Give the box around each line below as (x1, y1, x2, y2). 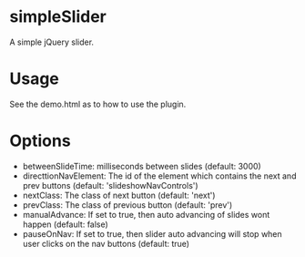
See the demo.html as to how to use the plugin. (9, 98, 187, 109)
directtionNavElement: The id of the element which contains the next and (22, 170, 297, 181)
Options (9, 130, 71, 151)
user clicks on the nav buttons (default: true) (22, 238, 189, 249)
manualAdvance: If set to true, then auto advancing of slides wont (22, 209, 270, 220)
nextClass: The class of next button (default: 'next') (22, 190, 216, 200)
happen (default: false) (22, 219, 109, 230)
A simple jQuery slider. (9, 36, 94, 47)
